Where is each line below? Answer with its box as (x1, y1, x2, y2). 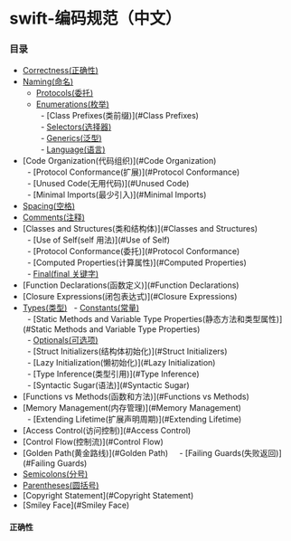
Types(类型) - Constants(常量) (22, 302, 140, 313)
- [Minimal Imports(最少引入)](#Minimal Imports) (26, 189, 207, 200)
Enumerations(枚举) (35, 99, 110, 109)
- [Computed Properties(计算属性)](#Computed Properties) (26, 257, 247, 268)
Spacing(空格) (22, 201, 75, 212)
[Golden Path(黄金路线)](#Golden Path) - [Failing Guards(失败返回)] (22, 448, 282, 459)
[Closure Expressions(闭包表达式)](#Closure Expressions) (22, 291, 238, 302)
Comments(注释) (22, 212, 86, 223)
